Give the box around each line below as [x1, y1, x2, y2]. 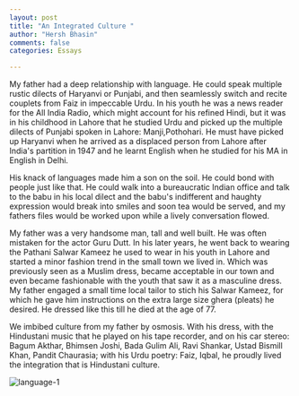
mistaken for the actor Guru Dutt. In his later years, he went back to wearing [9, 237, 290, 248]
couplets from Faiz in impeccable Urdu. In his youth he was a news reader [9, 98, 284, 108]
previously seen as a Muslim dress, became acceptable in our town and [9, 266, 275, 277]
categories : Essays [9, 47, 83, 56]
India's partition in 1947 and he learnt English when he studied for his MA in [9, 145, 289, 157]
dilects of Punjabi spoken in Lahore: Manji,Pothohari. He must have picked [9, 126, 285, 137]
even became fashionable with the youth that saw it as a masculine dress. [9, 275, 283, 287]
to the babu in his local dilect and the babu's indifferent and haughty [9, 192, 262, 202]
